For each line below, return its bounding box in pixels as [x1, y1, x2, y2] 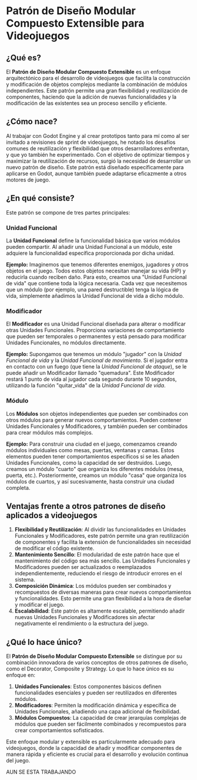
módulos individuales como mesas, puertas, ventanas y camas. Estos [6, 446, 175, 453]
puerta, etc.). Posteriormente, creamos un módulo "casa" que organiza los [6, 472, 187, 479]
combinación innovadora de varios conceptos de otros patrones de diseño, [6, 659, 188, 666]
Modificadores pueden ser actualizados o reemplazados [14, 564, 152, 571]
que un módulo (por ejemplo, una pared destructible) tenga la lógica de [6, 286, 179, 293]
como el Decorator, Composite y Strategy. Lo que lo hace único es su [6, 665, 175, 673]
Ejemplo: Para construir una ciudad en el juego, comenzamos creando [6, 440, 178, 447]
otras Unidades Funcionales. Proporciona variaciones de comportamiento [6, 327, 185, 334]
